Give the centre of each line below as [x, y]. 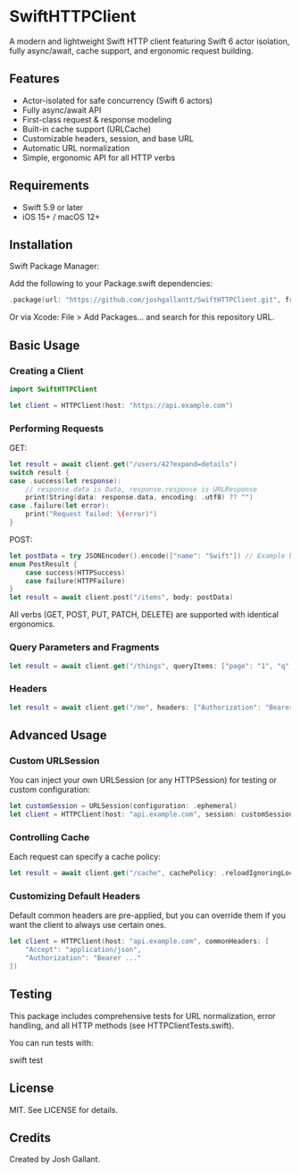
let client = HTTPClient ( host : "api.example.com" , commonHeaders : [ [139, 941]
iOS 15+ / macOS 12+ [61, 217]
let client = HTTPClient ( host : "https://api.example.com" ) [121, 405]
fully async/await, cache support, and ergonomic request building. [131, 50]
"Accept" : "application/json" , [83, 950]
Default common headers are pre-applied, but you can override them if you [148, 915]
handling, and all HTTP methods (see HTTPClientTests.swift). [122, 1025]
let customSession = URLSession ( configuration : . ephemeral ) [124, 806]
